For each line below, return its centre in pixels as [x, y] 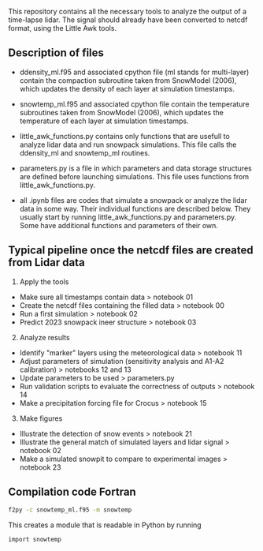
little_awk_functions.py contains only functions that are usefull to [124, 136]
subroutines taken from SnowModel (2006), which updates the [122, 112]
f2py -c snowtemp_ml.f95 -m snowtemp [70, 510]
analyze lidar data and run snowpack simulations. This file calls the [128, 144]
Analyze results [44, 337]
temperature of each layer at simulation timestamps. [104, 121]
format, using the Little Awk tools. [62, 28]
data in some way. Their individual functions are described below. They [135, 208]
